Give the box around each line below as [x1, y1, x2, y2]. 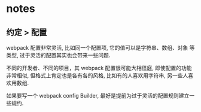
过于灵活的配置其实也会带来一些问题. [19, 52, 111, 59]
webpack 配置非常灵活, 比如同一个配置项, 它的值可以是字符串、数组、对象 [6, 44, 188, 51]
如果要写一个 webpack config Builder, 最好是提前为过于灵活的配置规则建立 [6, 92, 190, 99]
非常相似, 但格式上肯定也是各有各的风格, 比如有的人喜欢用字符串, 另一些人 [6, 72, 188, 79]
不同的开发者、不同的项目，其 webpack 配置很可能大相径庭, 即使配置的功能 [6, 65, 193, 71]
